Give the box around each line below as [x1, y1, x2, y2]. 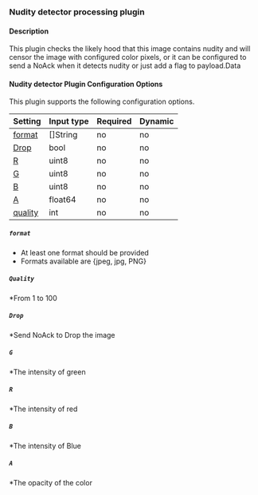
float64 [48, 194, 76, 205]
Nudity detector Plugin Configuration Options [9, 79, 163, 89]
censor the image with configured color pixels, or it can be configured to [9, 53, 247, 62]
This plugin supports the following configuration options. [9, 97, 195, 106]
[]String [48, 129, 78, 141]
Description [9, 26, 49, 36]
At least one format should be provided [20, 248, 150, 258]
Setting [13, 116, 41, 127]
